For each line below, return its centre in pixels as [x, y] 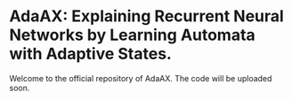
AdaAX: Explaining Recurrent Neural [147, 16]
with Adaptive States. [90, 54]
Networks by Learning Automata [132, 35]
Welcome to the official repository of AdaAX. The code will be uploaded [141, 78]
